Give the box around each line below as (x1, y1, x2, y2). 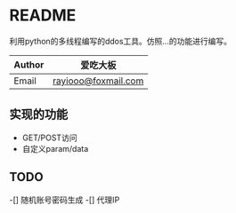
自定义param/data (21, 143, 89, 154)
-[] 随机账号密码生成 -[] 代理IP (9, 194, 120, 205)
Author (13, 59, 45, 71)
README (9, 5, 77, 26)
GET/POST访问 (21, 132, 77, 143)
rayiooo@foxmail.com (53, 75, 144, 87)
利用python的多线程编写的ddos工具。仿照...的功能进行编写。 (9, 35, 232, 46)
